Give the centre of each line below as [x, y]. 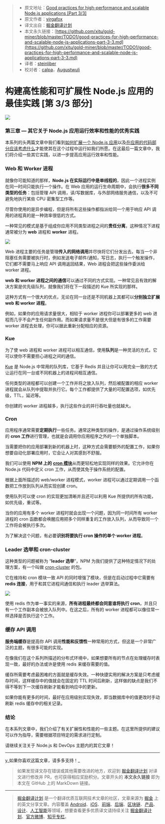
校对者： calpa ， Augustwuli [52, 70]
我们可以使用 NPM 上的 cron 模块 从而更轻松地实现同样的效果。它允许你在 [80, 463]
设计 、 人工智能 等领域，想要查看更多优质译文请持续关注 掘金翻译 [82, 811]
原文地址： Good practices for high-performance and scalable [87, 8]
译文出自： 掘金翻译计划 [48, 25]
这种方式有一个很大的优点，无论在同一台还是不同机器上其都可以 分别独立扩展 [82, 297]
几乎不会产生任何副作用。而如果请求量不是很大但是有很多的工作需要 [82, 319]
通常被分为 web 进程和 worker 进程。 [43, 232]
